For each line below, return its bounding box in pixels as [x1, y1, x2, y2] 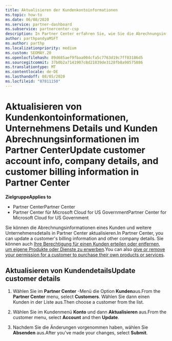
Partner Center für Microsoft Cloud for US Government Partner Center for [12, 209, 167, 215]
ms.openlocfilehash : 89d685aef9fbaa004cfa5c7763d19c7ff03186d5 [5, 55, 143, 60]
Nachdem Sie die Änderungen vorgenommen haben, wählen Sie [12, 324, 148, 330]
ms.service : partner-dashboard [5, 21, 72, 27]
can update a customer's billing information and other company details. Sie [5, 235, 164, 241]
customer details [5, 275, 60, 283]
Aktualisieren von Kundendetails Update [5, 266, 136, 275]
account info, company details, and [5, 155, 159, 167]
